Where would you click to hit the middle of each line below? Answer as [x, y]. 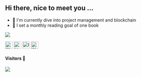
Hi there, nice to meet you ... [49, 8]
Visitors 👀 [15, 58]
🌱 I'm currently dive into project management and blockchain [74, 20]
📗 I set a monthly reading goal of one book [55, 25]
